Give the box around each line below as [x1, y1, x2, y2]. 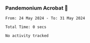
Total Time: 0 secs [5, 24, 47, 29]
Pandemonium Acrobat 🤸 [5, 4, 69, 11]
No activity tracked [5, 33, 49, 38]
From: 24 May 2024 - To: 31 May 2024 [5, 16, 85, 21]
